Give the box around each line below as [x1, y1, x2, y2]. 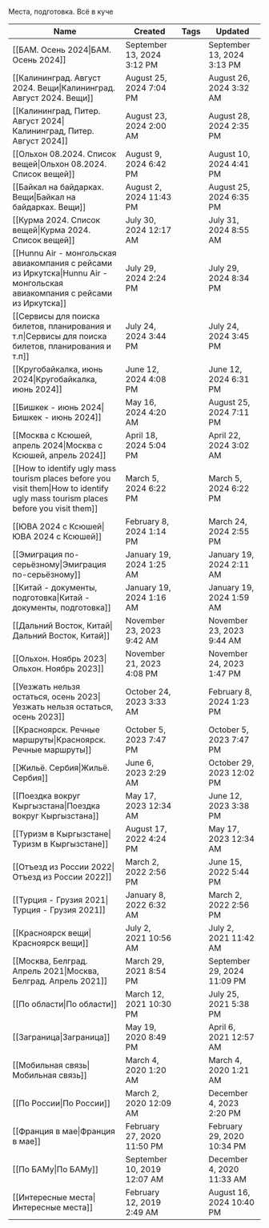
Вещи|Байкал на [12, 191, 76, 203]
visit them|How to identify [12, 483, 110, 493]
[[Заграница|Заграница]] [12, 1032, 110, 1042]
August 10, [208, 148, 251, 159]
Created [133, 26, 166, 37]
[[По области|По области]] [12, 999, 118, 1009]
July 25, [208, 988, 239, 1000]
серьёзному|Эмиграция [12, 559, 106, 570]
